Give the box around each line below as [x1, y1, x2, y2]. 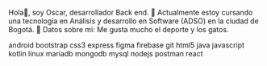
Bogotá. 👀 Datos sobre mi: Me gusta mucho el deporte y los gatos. [8, 25, 229, 34]
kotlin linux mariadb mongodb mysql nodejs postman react [8, 49, 203, 58]
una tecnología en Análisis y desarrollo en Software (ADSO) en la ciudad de [8, 16, 260, 26]
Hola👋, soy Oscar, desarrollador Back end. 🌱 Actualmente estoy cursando [8, 8, 253, 17]
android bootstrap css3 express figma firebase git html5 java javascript [8, 40, 244, 50]
